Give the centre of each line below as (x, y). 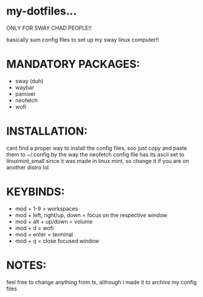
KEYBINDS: (36, 192)
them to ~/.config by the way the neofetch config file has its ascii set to (95, 154)
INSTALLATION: (47, 131)
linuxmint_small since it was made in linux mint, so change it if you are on (98, 161)
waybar (25, 87)
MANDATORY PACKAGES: (73, 64)
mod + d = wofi (34, 228)
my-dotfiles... (42, 11)
